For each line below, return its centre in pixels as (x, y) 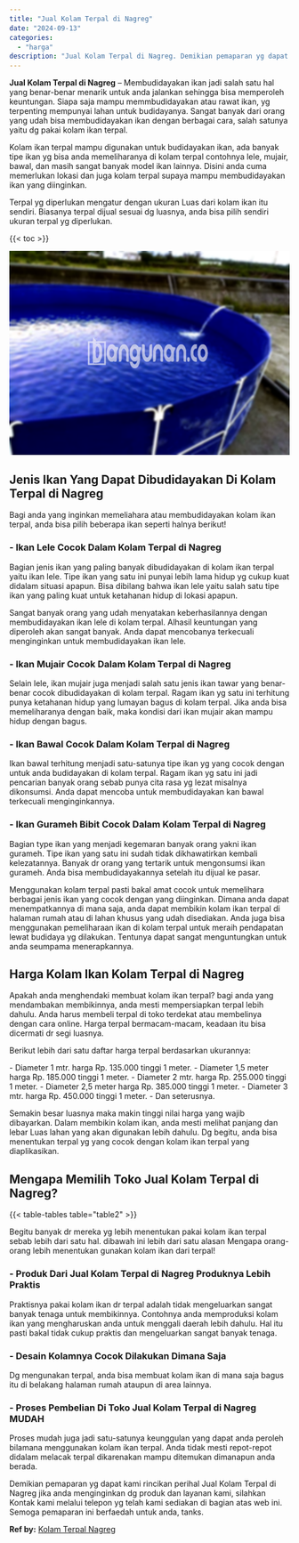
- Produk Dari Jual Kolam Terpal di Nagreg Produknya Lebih (140, 1274)
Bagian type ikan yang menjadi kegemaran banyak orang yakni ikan (133, 844)
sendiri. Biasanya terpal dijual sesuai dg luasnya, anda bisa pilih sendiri (139, 212)
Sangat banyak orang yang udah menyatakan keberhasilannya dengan (138, 612)
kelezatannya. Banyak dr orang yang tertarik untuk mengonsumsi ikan (137, 862)
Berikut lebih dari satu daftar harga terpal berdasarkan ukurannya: (130, 1051)
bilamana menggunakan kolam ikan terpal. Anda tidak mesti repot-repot (141, 1448)
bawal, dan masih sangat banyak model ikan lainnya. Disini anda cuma (138, 166)
